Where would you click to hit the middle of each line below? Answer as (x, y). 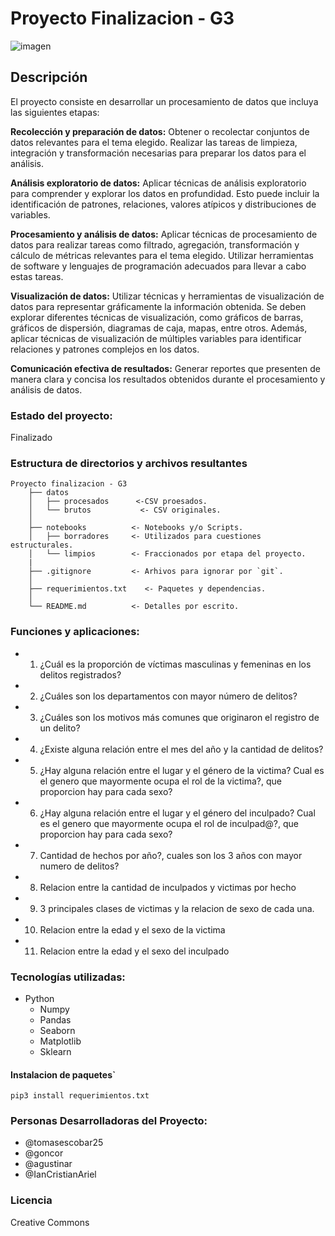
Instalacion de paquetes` (63, 1074)
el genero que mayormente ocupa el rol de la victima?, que (161, 781)
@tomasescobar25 (64, 1143)
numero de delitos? (79, 866)
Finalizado (31, 438)
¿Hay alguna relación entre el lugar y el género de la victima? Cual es (182, 770)
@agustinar (48, 1164)
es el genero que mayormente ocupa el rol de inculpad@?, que (169, 823)
